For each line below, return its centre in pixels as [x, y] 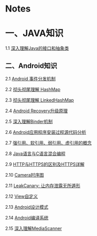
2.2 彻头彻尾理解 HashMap [33, 89]
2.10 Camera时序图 [24, 175]
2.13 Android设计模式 [27, 207]
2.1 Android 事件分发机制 [30, 78]
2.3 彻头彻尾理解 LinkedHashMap [39, 100]
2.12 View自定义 [21, 196]
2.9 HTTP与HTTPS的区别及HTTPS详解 [45, 164]
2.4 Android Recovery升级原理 [36, 111]
